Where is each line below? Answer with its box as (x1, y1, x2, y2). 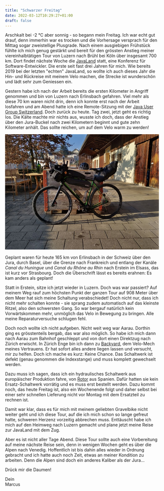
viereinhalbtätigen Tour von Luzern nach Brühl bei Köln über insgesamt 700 (5, 53, 157, 59)
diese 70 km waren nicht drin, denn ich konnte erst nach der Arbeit (5, 99, 140, 104)
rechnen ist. (5, 397, 29, 403)
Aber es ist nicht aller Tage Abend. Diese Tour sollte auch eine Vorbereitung (5, 437, 158, 443)
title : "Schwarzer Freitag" (5, 8, 62, 13)
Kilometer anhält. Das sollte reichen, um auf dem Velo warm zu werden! (5, 124, 149, 130)
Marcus (5, 481, 20, 488)
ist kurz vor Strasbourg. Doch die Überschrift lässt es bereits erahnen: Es (5, 270, 152, 276)
